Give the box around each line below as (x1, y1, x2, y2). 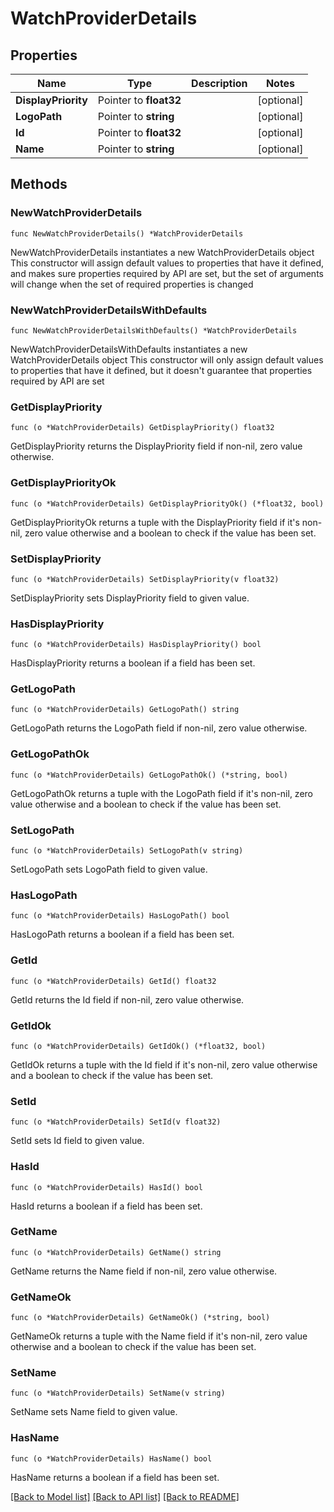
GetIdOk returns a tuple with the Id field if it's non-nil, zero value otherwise (10, 1058, 318, 1071)
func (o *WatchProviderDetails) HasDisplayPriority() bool (10, 640, 262, 650)
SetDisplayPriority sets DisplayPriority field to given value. (10, 592, 250, 604)
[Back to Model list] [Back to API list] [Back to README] (10, 1490, 240, 1502)
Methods (10, 176, 68, 193)
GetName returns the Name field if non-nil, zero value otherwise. (10, 1265, 278, 1277)
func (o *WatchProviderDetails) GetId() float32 (10, 976, 217, 986)
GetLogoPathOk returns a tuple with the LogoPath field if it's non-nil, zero (10, 787, 313, 799)
